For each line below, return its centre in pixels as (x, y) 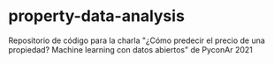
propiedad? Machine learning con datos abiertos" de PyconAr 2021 (130, 49)
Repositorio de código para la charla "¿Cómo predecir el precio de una (137, 40)
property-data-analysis (96, 16)
